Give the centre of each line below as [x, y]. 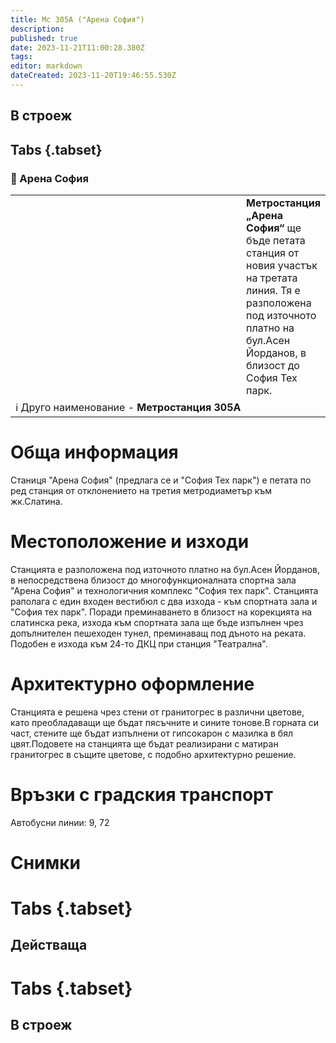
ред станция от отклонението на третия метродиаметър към [141, 490]
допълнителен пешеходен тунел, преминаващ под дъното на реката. [158, 633]
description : [37, 29]
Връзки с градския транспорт [142, 794]
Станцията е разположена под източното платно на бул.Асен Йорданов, [165, 569]
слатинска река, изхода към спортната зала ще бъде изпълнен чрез [157, 622]
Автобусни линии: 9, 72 [60, 822]
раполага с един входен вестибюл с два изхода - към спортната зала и [164, 601]
